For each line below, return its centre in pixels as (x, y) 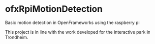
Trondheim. (17, 37)
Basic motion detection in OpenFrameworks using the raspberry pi (72, 22)
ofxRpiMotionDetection (54, 9)
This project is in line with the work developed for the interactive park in (78, 32)
